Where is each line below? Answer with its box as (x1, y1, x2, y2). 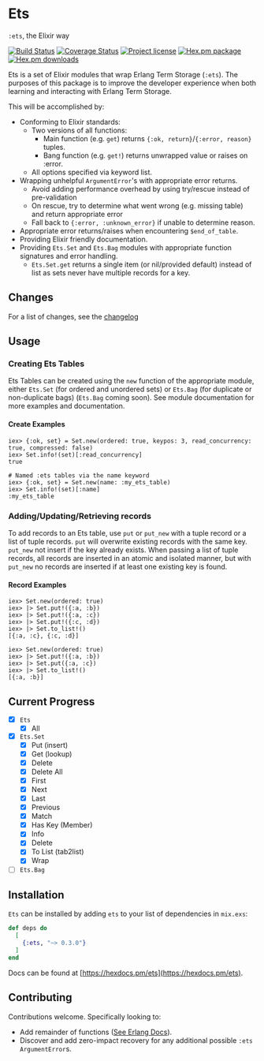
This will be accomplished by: (8, 102, 105, 111)
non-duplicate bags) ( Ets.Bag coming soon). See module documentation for (8, 393, 255, 402)
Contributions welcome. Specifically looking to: (8, 1011, 162, 1022)
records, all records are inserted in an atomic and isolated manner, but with (8, 553, 251, 562)
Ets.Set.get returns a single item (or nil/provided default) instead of (31, 260, 252, 269)
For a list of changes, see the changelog (8, 312, 139, 321)
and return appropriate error (31, 209, 124, 219)
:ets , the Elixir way (8, 31, 69, 40)
